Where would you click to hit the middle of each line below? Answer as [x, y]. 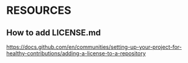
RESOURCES [39, 10]
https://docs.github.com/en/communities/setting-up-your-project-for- [94, 47]
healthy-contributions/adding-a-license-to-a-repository [76, 53]
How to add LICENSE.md [54, 33]
